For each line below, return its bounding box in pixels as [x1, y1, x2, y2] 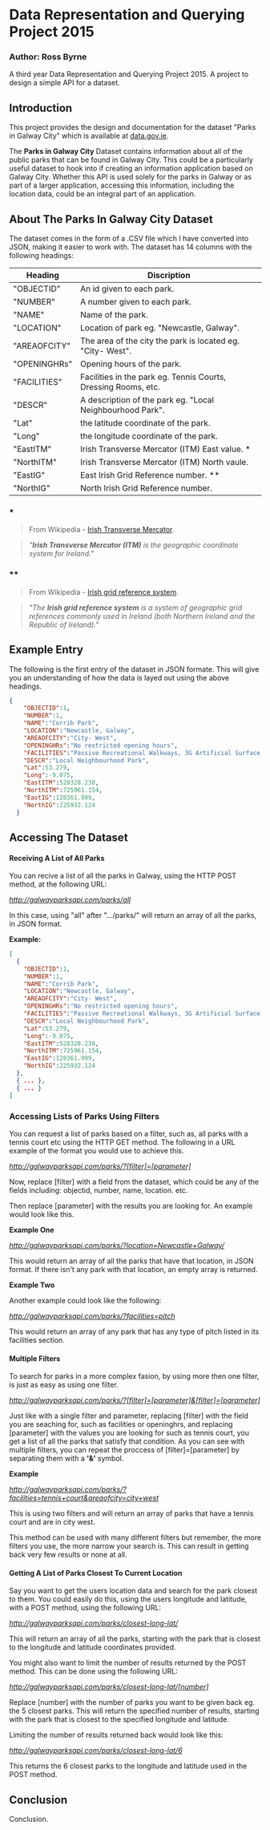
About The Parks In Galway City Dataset [9, 212, 213, 226]
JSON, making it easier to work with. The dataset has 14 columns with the [9, 242, 252, 252]
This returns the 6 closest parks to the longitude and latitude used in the [9, 1761, 248, 1771]
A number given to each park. [79, 297, 191, 308]
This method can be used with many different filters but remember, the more [9, 1533, 262, 1542]
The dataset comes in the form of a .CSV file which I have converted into [9, 234, 249, 244]
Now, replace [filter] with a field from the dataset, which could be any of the [9, 1177, 260, 1186]
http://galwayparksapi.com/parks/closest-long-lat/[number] [9, 1682, 209, 1692]
